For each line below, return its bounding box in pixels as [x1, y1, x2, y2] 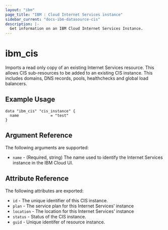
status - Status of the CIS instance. [12, 213, 87, 219]
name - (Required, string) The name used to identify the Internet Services [12, 154, 163, 160]
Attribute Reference [5, 175, 69, 183]
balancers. [5, 81, 27, 87]
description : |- [5, 21, 39, 27]
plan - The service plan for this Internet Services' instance [12, 203, 134, 209]
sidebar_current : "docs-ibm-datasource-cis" [5, 17, 100, 22]
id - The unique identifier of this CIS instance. [12, 197, 108, 203]
